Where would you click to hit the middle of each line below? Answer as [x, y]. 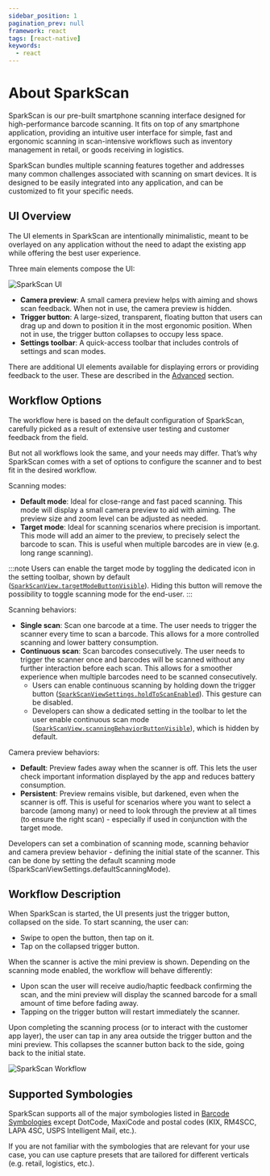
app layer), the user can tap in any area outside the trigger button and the [130, 1036]
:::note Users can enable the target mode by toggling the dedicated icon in [132, 568]
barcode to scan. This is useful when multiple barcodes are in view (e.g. [139, 544]
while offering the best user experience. [75, 253]
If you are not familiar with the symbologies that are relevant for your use [129, 1146]
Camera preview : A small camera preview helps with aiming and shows [139, 300]
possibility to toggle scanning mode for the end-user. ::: [101, 594]
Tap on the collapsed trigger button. [79, 946]
